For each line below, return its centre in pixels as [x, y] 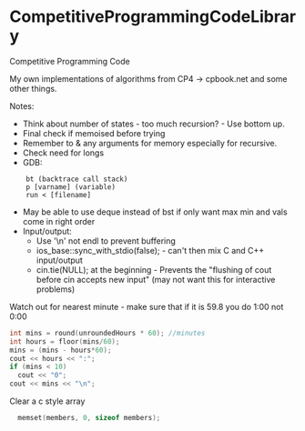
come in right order [59, 221]
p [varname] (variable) [71, 187]
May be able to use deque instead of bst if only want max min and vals [155, 212]
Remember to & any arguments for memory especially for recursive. [150, 143]
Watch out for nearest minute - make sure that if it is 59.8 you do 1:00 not [147, 306]
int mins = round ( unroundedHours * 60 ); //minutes [107, 333]
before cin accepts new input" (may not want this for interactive [156, 279]
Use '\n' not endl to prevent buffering [106, 241]
